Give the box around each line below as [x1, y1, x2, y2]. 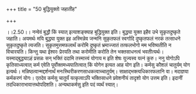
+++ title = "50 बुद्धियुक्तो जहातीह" [6, 6, 77, 12]
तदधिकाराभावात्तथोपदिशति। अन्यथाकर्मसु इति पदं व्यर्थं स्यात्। [6, 81, 119, 88]
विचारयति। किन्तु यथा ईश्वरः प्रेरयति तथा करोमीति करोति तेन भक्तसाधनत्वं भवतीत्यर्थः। [6, 48, 164, 55]
